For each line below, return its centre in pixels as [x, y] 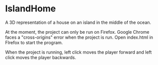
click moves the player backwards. [41, 57]
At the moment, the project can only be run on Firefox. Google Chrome [77, 32]
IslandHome [31, 9]
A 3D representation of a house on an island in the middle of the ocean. [78, 22]
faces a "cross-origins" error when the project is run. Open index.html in [79, 37]
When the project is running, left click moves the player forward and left [79, 52]
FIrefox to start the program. [34, 42]
